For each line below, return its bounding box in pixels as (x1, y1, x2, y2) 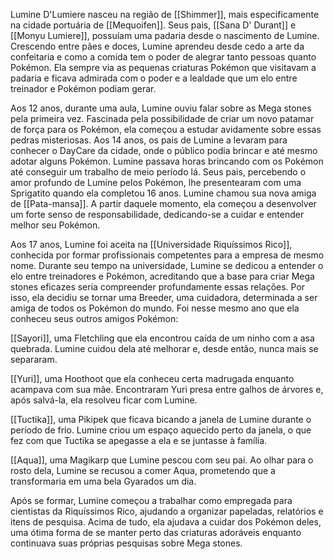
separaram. (10, 354, 58, 365)
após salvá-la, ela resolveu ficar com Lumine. (10, 394, 198, 406)
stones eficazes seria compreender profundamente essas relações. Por (10, 281, 306, 293)
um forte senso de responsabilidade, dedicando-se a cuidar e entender (10, 209, 305, 220)
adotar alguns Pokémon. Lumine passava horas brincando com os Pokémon (10, 155, 324, 167)
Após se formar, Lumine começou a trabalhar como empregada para (10, 495, 293, 506)
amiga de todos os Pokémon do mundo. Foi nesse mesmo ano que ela (10, 302, 300, 314)
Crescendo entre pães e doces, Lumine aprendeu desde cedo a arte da (10, 40, 305, 52)
